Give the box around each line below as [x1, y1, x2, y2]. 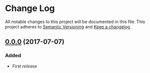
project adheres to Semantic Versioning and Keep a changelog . [5, 24, 132, 29]
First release [12, 63, 37, 69]
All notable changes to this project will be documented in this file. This [5, 19, 146, 24]
